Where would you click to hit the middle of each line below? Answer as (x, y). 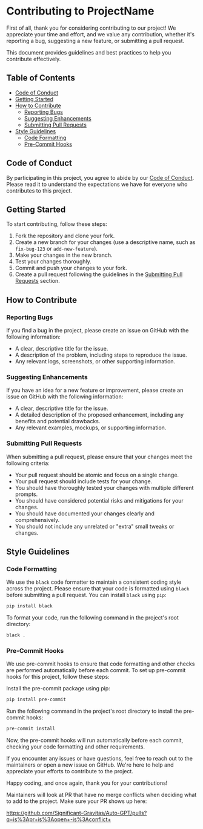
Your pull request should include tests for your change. (84, 481)
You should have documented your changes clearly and (85, 514)
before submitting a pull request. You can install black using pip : (86, 595)
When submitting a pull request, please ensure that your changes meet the (99, 457)
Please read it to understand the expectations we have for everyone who (97, 184)
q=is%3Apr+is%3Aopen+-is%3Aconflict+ (59, 819)
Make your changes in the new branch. (64, 255)
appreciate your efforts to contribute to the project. (70, 771)
